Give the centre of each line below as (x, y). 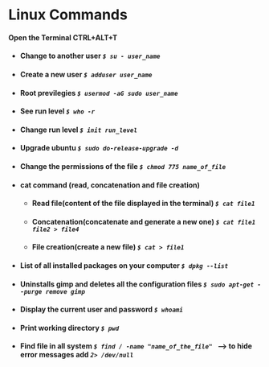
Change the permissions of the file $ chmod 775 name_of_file (123, 166)
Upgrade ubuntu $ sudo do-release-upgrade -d (99, 148)
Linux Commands (68, 15)
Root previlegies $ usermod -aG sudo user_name (99, 93)
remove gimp (65, 291)
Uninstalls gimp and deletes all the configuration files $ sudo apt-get (137, 284)
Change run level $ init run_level (79, 130)
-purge (31, 291)
